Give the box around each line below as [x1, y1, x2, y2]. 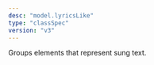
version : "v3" [8, 26, 56, 34]
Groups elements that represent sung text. [8, 48, 147, 58]
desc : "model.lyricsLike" [8, 11, 94, 20]
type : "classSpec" [8, 19, 69, 27]
